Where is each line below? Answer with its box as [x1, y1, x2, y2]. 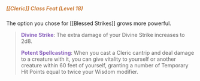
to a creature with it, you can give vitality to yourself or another [20, 55, 177, 63]
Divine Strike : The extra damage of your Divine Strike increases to [20, 31, 185, 38]
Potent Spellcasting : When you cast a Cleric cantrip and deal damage [20, 49, 195, 56]
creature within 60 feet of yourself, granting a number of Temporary [20, 61, 189, 68]
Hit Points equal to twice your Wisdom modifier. [20, 68, 139, 75]
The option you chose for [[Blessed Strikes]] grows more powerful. [6, 20, 172, 27]
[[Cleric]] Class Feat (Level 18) [6, 5, 84, 12]
